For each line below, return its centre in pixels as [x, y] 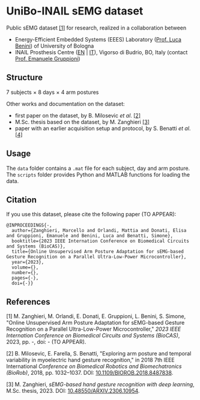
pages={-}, [25, 278]
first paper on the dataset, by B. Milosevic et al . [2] [78, 115]
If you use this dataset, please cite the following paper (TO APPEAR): [91, 214]
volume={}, [25, 267]
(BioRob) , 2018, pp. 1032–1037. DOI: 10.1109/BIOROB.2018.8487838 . [90, 373]
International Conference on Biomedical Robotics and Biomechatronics [94, 366]
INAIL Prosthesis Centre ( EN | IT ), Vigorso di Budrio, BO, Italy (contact [101, 52]
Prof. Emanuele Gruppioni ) [47, 58]
